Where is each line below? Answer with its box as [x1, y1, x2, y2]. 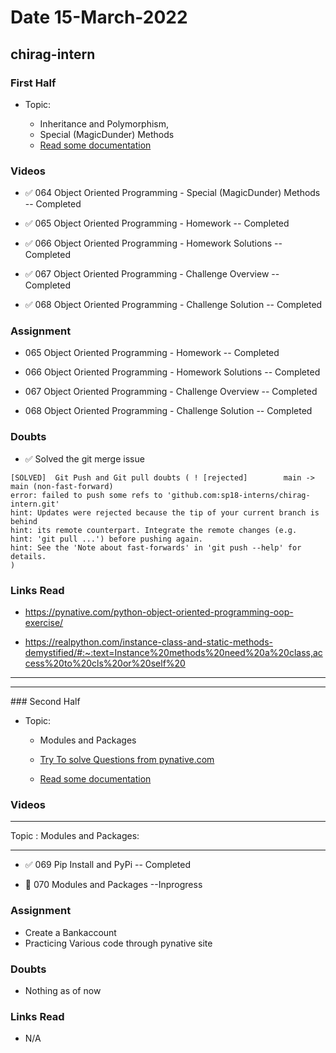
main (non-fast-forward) [10, 481, 114, 491]
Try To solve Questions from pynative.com [39, 754, 215, 766]
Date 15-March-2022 [10, 6, 188, 29]
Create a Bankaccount [24, 926, 117, 938]
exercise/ [24, 617, 64, 629]
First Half [10, 76, 57, 90]
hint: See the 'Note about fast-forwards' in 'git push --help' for [10, 542, 302, 553]
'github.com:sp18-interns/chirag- [166, 490, 311, 500]
